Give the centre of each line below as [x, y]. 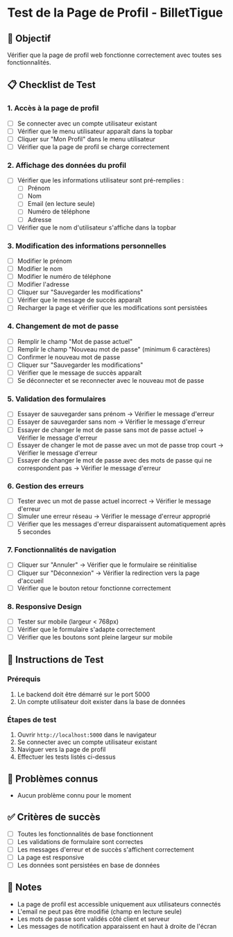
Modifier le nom [40, 269]
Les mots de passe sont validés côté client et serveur [93, 919]
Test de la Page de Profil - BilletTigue [115, 13]
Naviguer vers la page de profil [61, 750]
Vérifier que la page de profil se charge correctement [93, 146]
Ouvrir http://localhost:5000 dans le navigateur [87, 735]
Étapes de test [32, 719]
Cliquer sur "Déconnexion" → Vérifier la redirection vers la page [108, 573]
